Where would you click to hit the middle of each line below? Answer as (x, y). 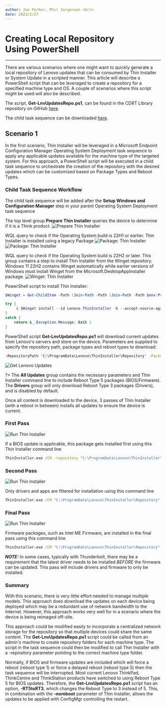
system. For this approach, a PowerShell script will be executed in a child (79, 161)
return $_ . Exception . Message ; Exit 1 (53, 322)
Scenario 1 (21, 134)
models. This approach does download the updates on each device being (80, 601)
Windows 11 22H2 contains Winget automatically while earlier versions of (80, 266)
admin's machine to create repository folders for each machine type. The (80, 642)
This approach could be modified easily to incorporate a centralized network (83, 627)
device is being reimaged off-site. (40, 617)
